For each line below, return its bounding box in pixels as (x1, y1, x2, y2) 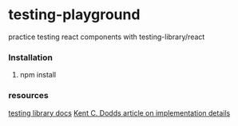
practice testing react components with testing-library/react (8, 32, 205, 41)
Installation (8, 52, 54, 63)
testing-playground (8, 6, 141, 24)
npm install (19, 70, 57, 80)
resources (8, 90, 50, 101)
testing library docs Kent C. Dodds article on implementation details (8, 108, 231, 117)
